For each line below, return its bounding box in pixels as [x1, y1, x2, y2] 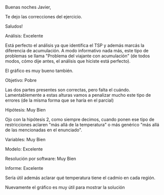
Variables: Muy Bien [5, 137, 46, 142]
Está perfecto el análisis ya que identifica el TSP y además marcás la [5, 42, 144, 48]
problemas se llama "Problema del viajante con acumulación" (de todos [5, 53, 150, 59]
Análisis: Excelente [5, 33, 43, 39]
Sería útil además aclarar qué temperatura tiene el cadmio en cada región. [5, 175, 156, 181]
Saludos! [5, 23, 23, 29]
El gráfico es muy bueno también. [5, 68, 74, 74]
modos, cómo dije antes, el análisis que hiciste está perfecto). [5, 58, 131, 64]
